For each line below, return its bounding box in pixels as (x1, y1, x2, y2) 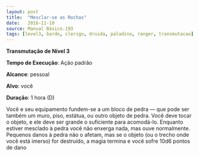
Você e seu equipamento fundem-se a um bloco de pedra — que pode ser (6, 106, 189, 113)
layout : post (6, 8, 39, 15)
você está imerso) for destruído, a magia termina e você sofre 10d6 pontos (6, 137, 190, 145)
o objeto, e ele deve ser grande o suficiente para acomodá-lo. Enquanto (6, 118, 183, 126)
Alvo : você (6, 82, 33, 90)
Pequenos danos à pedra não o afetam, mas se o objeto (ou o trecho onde (6, 131, 189, 139)
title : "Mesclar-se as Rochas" (6, 14, 87, 20)
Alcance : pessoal (6, 71, 50, 78)
